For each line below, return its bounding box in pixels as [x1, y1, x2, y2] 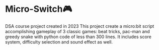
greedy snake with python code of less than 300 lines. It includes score [5, 34, 152, 40]
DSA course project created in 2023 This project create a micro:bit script [5, 23, 155, 29]
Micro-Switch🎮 [5, 3, 73, 15]
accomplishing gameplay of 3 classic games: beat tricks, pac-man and [5, 28, 150, 34]
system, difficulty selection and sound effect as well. [5, 39, 113, 45]
